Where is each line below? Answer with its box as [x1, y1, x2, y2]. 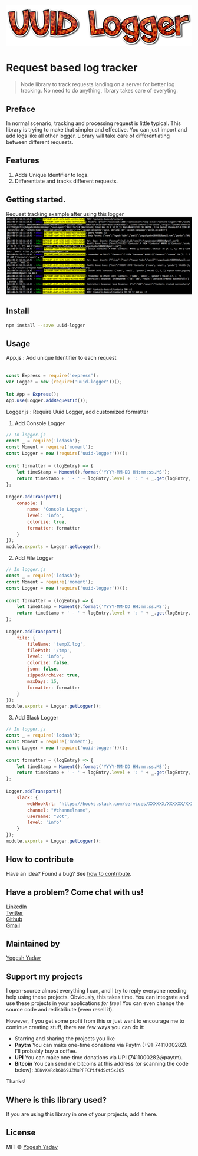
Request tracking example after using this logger [6, 210, 124, 217]
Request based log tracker [6, 61, 138, 75]
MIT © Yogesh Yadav [6, 1143, 58, 1150]
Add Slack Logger [14, 714, 59, 721]
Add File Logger [14, 554, 54, 561]
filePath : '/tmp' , [27, 648, 72, 653]
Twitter [6, 909, 24, 916]
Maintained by [6, 938, 60, 948]
